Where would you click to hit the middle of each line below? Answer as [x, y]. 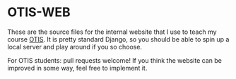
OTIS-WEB [39, 12]
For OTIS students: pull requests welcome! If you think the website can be [115, 60]
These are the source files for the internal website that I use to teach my [112, 32]
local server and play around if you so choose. [75, 47]
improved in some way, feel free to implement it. [77, 68]
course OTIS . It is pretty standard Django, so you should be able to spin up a [118, 39]
